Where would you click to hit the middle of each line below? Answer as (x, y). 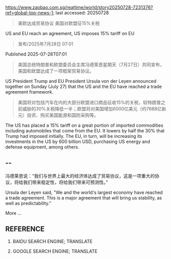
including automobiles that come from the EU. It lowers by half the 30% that (85, 131)
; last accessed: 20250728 (81, 13)
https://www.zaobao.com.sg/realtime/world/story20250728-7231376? (79, 7)
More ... (14, 213)
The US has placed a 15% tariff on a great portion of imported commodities (84, 125)
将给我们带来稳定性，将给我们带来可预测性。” (61, 182)
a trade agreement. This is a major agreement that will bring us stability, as (84, 197)
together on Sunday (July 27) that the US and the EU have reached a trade (84, 87)
